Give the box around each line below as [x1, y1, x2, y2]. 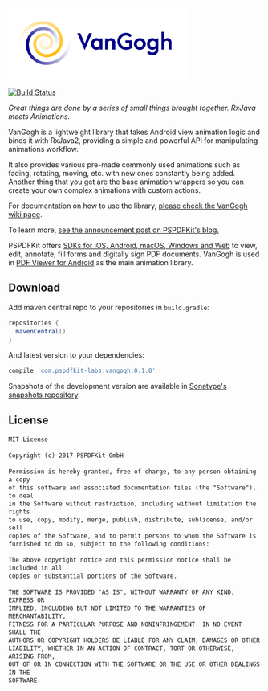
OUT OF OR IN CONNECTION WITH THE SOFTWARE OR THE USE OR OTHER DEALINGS [8, 660, 261, 669]
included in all [8, 564, 63, 572]
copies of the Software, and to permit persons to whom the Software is [8, 532, 257, 540]
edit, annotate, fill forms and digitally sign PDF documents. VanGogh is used [8, 249, 260, 259]
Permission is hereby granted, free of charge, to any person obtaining [8, 468, 257, 476]
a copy [8, 476, 30, 484]
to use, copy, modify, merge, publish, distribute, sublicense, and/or [8, 516, 253, 524]
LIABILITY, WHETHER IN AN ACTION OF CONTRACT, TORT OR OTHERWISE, [8, 644, 235, 652]
